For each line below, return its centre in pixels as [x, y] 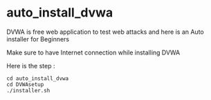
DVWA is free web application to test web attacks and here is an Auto [105, 32]
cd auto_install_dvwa [38, 78]
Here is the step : [31, 66]
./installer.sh [28, 90]
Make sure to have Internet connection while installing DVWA [93, 52]
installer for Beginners [38, 39]
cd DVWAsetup [25, 84]
